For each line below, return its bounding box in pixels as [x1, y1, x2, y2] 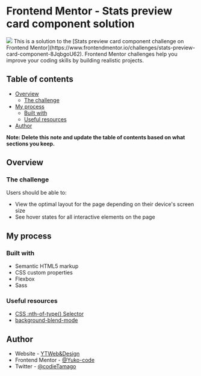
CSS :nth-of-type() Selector [14, 311, 84, 318]
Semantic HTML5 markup [14, 262, 79, 270]
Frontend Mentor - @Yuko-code [14, 356, 95, 364]
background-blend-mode [14, 317, 78, 324]
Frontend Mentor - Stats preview [6, 4, 173, 18]
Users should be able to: [6, 189, 67, 196]
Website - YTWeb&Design [14, 350, 80, 357]
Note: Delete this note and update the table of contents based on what [6, 133, 185, 141]
